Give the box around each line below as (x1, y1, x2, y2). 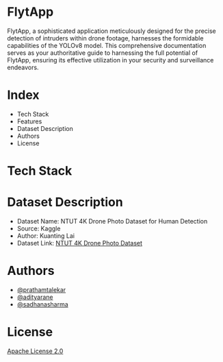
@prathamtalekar (16, 285, 66, 293)
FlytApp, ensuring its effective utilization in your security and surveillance (7, 56, 214, 64)
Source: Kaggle (16, 224, 61, 232)
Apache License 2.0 (7, 347, 64, 355)
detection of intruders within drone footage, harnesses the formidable (7, 34, 204, 42)
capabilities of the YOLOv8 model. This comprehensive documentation (7, 41, 207, 49)
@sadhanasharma (16, 300, 68, 309)
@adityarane (16, 293, 53, 301)
